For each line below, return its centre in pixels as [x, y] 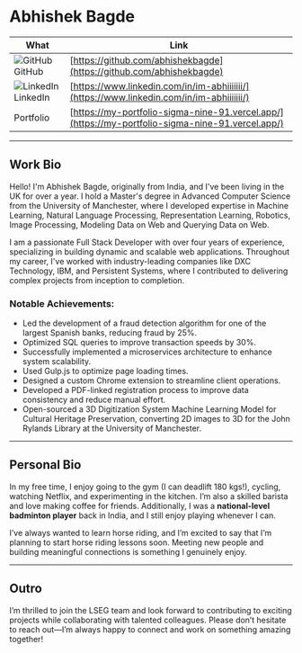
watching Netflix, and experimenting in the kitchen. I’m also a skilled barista [149, 496]
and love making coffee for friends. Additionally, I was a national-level [140, 505]
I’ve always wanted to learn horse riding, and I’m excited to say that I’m [141, 532]
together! [26, 639]
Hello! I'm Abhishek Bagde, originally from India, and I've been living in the [147, 186]
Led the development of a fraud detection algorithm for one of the [144, 323]
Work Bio [36, 165]
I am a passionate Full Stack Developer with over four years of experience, [147, 242]
